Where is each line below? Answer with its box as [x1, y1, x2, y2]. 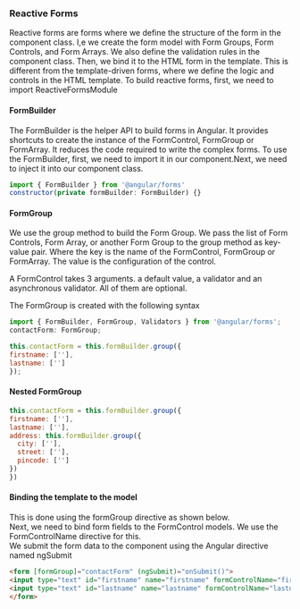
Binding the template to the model [9, 492, 138, 503]
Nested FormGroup [9, 386, 82, 397]
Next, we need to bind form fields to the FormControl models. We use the [9, 521, 279, 532]
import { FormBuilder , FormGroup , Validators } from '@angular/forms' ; [9, 317, 281, 326]
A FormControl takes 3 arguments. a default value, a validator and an [9, 274, 262, 284]
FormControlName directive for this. [9, 530, 141, 541]
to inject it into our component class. [9, 163, 144, 173]
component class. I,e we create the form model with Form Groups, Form [9, 37, 274, 47]
